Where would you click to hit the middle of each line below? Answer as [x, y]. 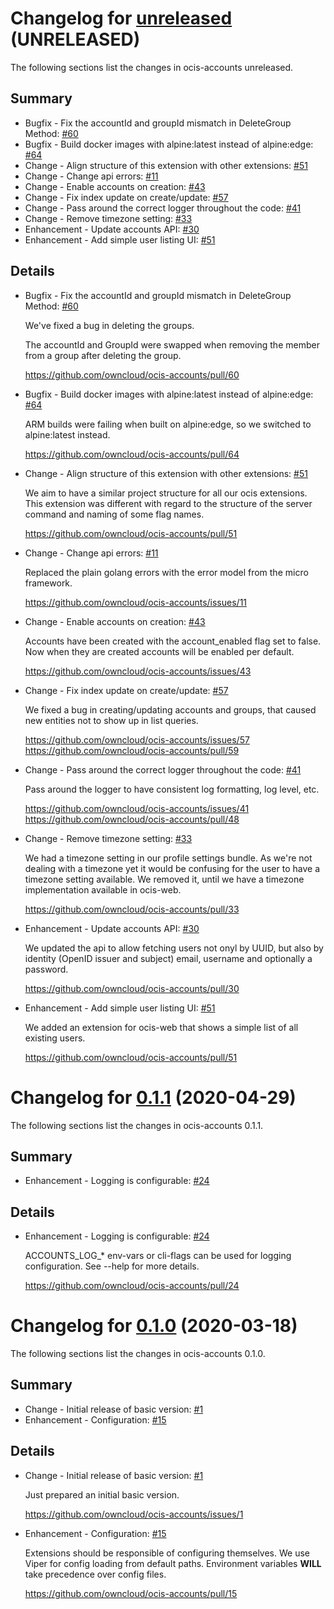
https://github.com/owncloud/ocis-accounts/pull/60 [132, 374]
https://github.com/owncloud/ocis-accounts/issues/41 [137, 808]
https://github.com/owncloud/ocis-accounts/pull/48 [132, 819]
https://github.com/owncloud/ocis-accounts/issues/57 [137, 739]
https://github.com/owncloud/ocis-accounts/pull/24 [132, 1286]
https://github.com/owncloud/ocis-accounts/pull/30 [132, 988]
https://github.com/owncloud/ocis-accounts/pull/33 [132, 909]
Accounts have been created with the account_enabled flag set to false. [173, 641]
